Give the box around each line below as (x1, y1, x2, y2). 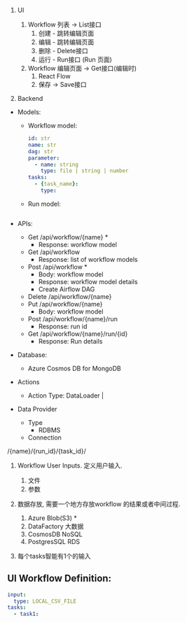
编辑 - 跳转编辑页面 (38, 38, 95, 46)
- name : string (34, 161, 79, 168)
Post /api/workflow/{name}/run (27, 314, 118, 323)
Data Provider (17, 405, 57, 413)
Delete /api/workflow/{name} (27, 292, 112, 300)
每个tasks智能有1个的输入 (17, 552, 91, 560)
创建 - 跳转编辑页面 (38, 29, 95, 37)
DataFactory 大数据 (27, 521, 84, 531)
